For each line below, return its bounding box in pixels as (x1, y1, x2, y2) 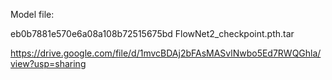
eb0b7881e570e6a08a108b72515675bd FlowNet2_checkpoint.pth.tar (10, 28, 295, 39)
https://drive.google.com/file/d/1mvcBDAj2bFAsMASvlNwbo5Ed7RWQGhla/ (10, 47, 322, 59)
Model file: (10, 9, 55, 20)
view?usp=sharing (10, 58, 87, 69)
